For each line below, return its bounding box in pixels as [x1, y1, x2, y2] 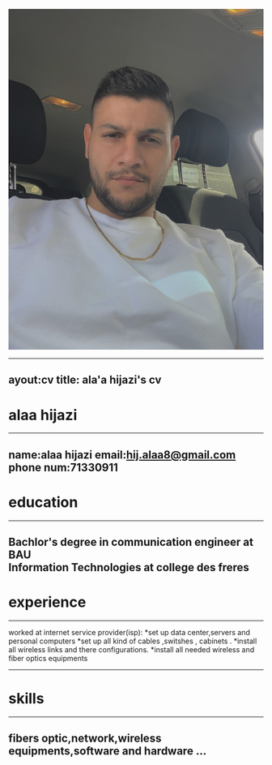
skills [8, 690, 45, 708]
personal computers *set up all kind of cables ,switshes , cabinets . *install [8, 636, 257, 646]
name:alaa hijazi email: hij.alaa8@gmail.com [8, 448, 236, 462]
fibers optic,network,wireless [8, 732, 162, 746]
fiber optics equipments [8, 653, 88, 663]
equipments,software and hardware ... [8, 744, 207, 759]
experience [8, 593, 87, 612]
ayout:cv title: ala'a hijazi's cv [8, 373, 162, 387]
